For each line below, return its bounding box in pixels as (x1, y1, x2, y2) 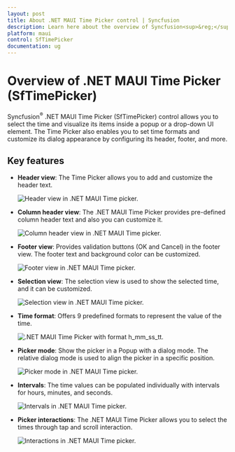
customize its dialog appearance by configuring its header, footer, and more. (7, 135, 228, 143)
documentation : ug (7, 43, 61, 50)
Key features (7, 155, 64, 167)
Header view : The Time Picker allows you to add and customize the (17, 173, 213, 182)
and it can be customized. (17, 285, 92, 293)
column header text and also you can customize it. (17, 215, 163, 224)
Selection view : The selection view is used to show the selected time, (17, 278, 219, 286)
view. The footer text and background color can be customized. (17, 250, 201, 259)
